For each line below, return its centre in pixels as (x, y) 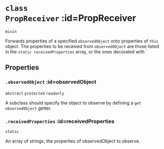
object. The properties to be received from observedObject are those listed (82, 46)
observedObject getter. (28, 108)
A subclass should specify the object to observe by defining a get (73, 103)
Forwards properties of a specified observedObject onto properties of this (82, 41)
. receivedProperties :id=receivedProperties (60, 121)
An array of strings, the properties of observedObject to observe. (73, 141)
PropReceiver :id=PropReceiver (71, 18)
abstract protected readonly (35, 93)
